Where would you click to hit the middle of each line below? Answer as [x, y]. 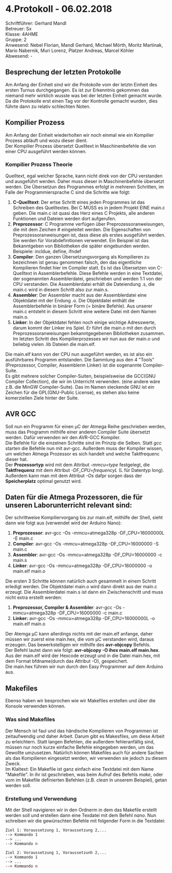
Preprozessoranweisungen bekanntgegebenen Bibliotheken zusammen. [89, 333]
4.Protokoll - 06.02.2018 [59, 9]
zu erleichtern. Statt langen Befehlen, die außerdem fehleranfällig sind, [80, 741]
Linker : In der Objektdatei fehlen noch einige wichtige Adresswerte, [84, 322]
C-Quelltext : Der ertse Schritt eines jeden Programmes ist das [79, 202]
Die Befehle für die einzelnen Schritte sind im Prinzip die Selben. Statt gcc [83, 443]
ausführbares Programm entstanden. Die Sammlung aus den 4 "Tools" [80, 359]
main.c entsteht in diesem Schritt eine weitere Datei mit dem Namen [84, 311]
